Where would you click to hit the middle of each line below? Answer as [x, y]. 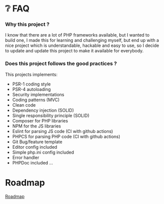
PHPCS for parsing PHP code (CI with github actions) [66, 136]
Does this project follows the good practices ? [61, 64]
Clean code [24, 105]
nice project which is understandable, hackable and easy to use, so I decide [82, 45]
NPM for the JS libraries [36, 126]
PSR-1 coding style [31, 84]
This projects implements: [31, 74]
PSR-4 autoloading [31, 89]
